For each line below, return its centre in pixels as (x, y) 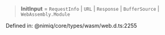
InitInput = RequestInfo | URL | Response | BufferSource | (90, 9)
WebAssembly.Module (45, 14)
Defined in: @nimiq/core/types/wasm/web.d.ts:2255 (72, 26)
